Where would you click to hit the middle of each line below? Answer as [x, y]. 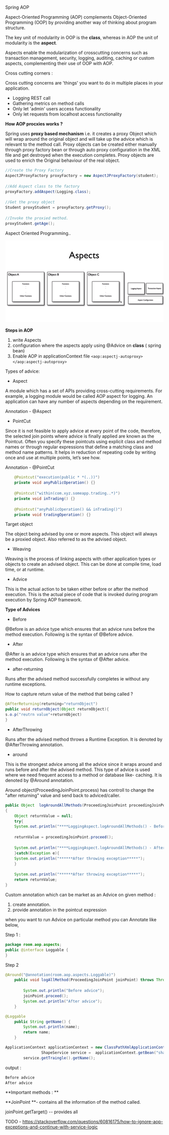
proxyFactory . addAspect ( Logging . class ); [48, 192]
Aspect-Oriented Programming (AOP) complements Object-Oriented [76, 17]
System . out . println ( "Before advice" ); [64, 991]
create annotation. [31, 904]
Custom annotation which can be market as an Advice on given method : [80, 894]
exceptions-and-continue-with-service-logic [52, 1127]
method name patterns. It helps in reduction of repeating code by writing [80, 452]
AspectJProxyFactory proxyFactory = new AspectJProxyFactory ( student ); [82, 175]
